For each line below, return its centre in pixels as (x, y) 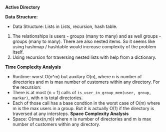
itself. (18, 52)
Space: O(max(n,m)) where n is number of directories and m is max (82, 119)
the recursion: (27, 87)
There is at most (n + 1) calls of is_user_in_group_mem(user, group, (82, 92)
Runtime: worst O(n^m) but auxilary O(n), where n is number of (77, 76)
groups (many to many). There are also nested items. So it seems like (83, 41)
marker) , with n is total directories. (47, 98)
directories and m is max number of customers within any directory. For (86, 82)
